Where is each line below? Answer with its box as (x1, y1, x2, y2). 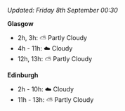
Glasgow (7, 20, 34, 27)
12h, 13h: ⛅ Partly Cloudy (17, 55, 93, 63)
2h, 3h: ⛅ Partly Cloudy (17, 34, 88, 41)
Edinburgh (7, 71, 39, 79)
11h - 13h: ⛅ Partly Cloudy (17, 96, 94, 104)
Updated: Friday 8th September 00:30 (7, 6, 118, 14)
